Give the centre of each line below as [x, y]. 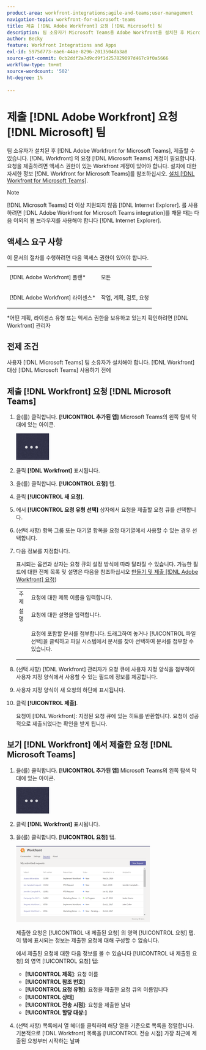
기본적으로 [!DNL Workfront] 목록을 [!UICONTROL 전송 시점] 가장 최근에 [103, 1033]
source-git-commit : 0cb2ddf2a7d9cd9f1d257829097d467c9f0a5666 [88, 58]
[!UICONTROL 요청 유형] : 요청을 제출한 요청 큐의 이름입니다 [97, 989]
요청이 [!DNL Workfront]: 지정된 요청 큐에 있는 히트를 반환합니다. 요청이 [102, 716]
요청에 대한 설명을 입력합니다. [66, 615]
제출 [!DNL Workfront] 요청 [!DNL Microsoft [89, 391]
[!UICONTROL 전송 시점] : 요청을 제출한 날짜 [78, 1005]
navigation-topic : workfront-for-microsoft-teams [72, 19]
